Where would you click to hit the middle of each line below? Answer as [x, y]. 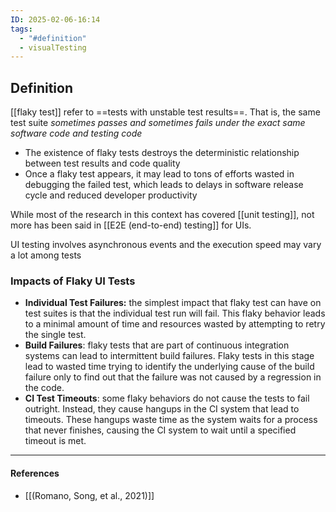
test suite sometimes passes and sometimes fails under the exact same [158, 123]
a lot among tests [46, 255]
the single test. [55, 335]
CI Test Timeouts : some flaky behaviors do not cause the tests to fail [167, 398]
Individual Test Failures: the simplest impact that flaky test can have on [173, 303]
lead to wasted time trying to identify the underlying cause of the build [169, 367]
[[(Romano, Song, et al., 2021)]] [89, 495]
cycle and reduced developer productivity [111, 195]
